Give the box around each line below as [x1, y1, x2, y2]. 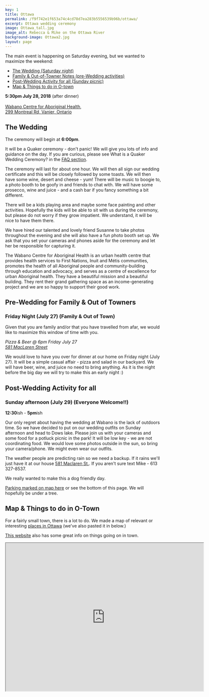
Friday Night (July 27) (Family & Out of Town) [5, 313, 115, 320]
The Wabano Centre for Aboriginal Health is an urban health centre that [5, 252, 151, 258]
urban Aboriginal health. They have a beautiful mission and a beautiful [5, 273, 148, 279]
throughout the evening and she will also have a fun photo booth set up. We [5, 232, 160, 238]
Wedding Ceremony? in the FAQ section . [5, 156, 87, 162]
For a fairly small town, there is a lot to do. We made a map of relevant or [5, 517, 153, 524]
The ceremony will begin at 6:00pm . [5, 136, 80, 142]
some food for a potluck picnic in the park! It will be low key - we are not [5, 435, 152, 441]
